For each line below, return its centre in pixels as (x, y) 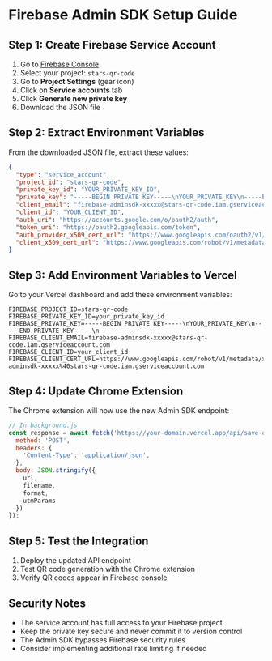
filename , (40, 485)
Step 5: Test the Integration (79, 541)
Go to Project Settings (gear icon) (77, 81)
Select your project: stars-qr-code (77, 73)
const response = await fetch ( (61, 433)
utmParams (40, 501)
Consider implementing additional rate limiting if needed (114, 648)
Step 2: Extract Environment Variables (106, 132)
